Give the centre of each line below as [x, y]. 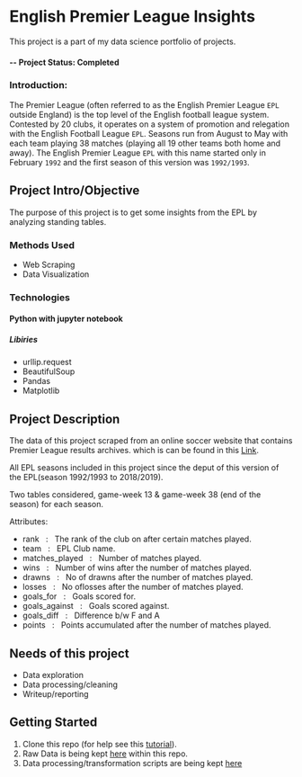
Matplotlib [41, 391]
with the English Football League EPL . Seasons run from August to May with [149, 133]
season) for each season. [57, 505]
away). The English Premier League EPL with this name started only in [138, 152]
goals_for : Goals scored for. [79, 596]
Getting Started [53, 723]
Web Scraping [49, 264]
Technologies [40, 297]
